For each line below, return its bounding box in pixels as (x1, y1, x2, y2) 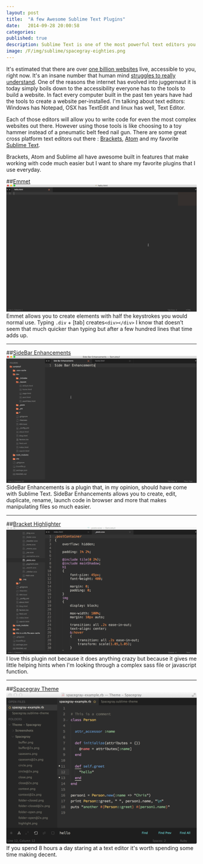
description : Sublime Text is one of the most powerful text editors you (6, 42, 196, 48)
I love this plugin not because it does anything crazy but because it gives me (6, 655, 197, 663)
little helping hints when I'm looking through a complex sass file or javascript (6, 661, 196, 669)
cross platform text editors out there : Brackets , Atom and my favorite (6, 135, 179, 142)
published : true (6, 35, 47, 42)
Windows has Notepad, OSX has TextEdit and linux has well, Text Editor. (6, 103, 185, 111)
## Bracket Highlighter (6, 520, 62, 528)
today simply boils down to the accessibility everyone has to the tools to (6, 85, 186, 92)
